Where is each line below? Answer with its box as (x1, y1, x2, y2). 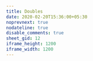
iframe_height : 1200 (6, 41, 57, 47)
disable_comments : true (6, 30, 64, 36)
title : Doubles (6, 8, 43, 15)
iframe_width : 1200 (6, 46, 54, 52)
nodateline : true (6, 24, 49, 31)
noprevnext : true (6, 19, 49, 25)
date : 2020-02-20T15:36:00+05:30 (6, 14, 88, 20)
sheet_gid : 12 (6, 35, 41, 41)
